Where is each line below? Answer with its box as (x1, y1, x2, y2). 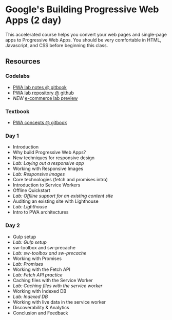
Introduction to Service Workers (12, 182, 81, 188)
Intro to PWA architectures (12, 209, 69, 216)
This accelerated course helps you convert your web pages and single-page (5, 31, 167, 37)
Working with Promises (12, 255, 62, 262)
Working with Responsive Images (12, 165, 84, 172)
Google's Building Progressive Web (5, 4, 159, 15)
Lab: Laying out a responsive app (12, 160, 84, 166)
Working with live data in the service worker (12, 298, 106, 305)
